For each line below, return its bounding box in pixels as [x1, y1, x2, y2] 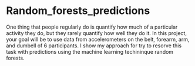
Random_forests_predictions [6, 4, 150, 18]
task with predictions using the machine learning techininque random [6, 48, 174, 55]
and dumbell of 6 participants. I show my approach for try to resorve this [6, 42, 182, 49]
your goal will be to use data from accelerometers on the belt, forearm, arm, [6, 36, 190, 43]
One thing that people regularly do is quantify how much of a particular [6, 23, 178, 30]
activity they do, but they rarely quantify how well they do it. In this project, [6, 29, 187, 36]
